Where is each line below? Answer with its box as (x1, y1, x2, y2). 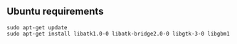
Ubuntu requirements (6, 6, 104, 17)
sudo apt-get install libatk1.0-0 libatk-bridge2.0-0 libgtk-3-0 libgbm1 (6, 30, 231, 37)
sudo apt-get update (6, 24, 68, 31)
